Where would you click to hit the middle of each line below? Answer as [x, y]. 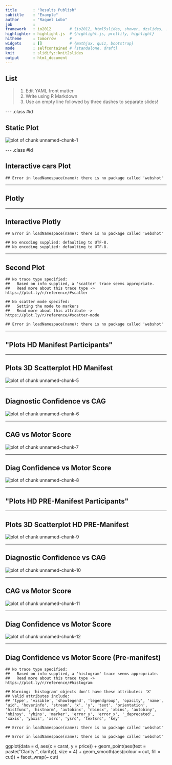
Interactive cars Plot [38, 166]
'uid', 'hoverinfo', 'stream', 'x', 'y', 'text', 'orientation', [76, 706]
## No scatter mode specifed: [38, 302]
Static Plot [22, 128]
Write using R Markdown [51, 96]
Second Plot [25, 267]
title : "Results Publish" [41, 10]
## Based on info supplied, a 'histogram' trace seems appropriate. [82, 674]
